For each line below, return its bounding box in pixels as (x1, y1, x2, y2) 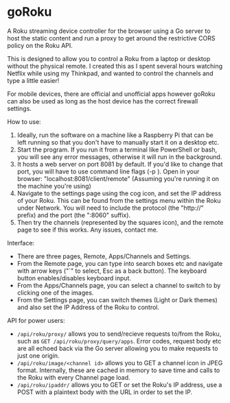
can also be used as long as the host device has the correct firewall (7, 97, 198, 105)
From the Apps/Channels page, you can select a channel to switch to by (16, 281, 221, 289)
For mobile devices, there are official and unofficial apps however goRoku (7, 90, 216, 98)
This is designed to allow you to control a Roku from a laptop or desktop (7, 54, 211, 62)
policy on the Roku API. (7, 41, 73, 49)
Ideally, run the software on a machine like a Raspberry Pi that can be (16, 131, 214, 139)
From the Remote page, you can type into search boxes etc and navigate (16, 259, 223, 267)
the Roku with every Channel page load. (16, 373, 130, 381)
